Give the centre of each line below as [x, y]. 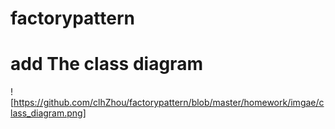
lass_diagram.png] [48, 113]
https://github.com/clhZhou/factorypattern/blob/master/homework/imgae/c [169, 103]
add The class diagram [106, 64]
